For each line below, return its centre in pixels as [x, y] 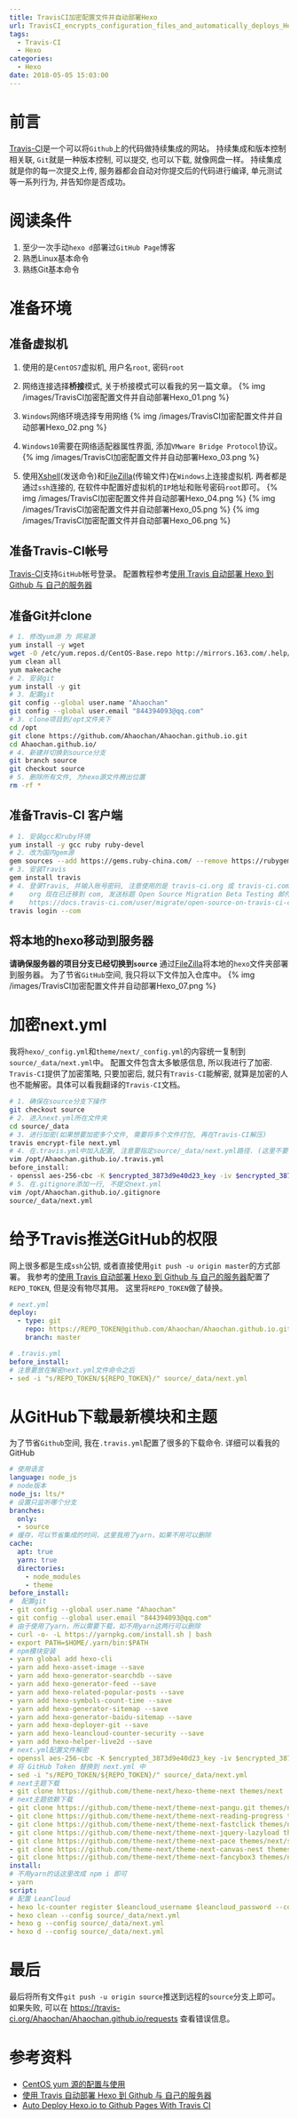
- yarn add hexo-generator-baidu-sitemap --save [101, 1717]
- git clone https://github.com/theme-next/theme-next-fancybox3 [132, 1858]
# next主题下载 [35, 1783]
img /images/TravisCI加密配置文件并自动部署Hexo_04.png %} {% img [149, 498]
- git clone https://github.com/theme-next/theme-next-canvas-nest [137, 1849]
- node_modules [53, 1577]
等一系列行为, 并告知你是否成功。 [70, 181]
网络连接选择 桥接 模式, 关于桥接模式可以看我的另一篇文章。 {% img [144, 386]
